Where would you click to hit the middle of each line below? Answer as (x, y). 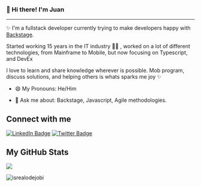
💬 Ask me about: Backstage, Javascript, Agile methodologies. (91, 100)
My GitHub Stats (37, 152)
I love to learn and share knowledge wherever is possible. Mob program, (95, 70)
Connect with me (39, 119)
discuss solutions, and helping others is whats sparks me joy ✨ (84, 77)
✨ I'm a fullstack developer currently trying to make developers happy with (98, 28)
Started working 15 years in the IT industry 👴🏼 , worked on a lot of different (98, 46)
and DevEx (19, 59)
